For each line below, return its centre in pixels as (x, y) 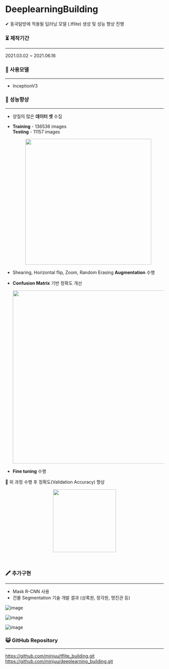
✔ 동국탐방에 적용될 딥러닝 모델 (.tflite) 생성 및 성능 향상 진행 (65, 24)
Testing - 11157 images (36, 131)
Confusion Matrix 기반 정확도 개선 (47, 283)
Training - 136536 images (39, 126)
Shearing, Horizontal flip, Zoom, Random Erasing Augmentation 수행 (83, 272)
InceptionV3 (25, 86)
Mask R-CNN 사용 (31, 591)
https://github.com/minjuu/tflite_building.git (50, 656)
